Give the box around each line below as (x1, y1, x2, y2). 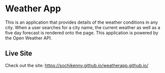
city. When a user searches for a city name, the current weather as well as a (5, 24, 161, 30)
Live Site (5, 49, 32, 58)
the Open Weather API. (5, 35, 52, 41)
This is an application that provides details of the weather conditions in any (5, 19, 158, 25)
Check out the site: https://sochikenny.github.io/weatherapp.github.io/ (5, 62, 149, 68)
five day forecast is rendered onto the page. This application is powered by (5, 30, 159, 36)
